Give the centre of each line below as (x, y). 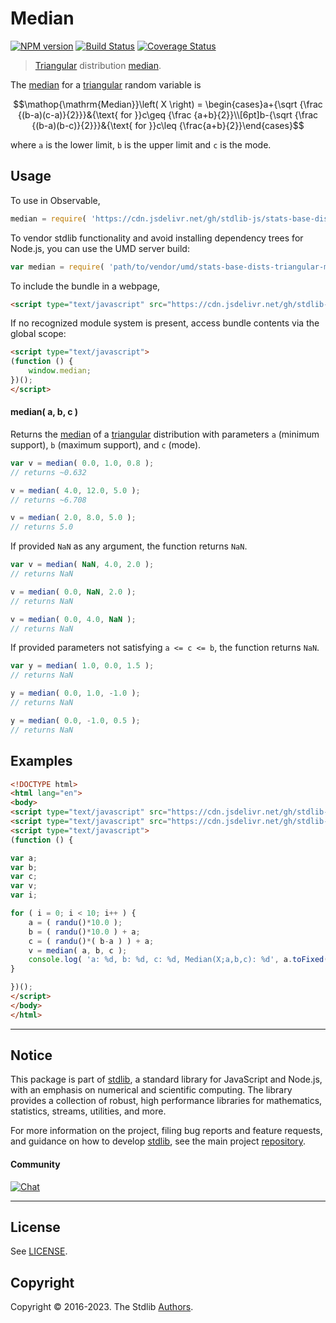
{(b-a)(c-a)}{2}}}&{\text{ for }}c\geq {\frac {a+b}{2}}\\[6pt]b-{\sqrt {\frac (168, 114)
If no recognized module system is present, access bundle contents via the (165, 323)
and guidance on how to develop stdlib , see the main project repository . (158, 1141)
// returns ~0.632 (48, 472)
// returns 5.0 (42, 527)
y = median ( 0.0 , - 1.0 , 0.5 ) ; (75, 720)
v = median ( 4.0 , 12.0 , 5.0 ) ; (75, 490)
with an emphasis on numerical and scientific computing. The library (151, 1090)
